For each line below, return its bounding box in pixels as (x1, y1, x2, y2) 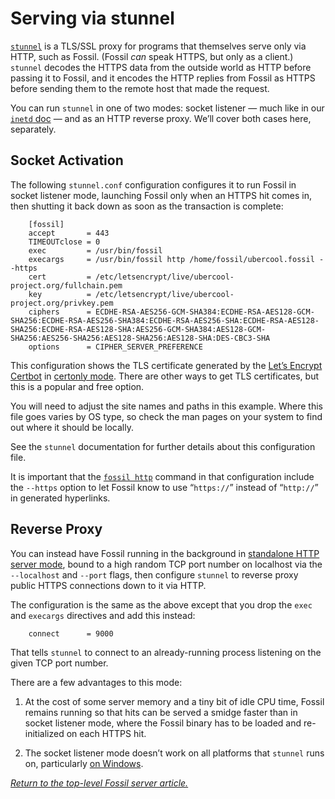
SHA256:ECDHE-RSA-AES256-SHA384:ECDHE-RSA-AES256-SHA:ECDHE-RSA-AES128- (10, 315, 320, 326)
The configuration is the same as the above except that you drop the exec (10, 598, 313, 611)
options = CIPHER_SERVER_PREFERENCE (28, 342, 203, 352)
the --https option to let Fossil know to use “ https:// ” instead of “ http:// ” (10, 481, 319, 493)
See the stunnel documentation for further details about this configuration (10, 440, 316, 452)
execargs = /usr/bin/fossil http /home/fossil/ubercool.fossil (28, 254, 315, 264)
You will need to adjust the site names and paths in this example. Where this (10, 400, 323, 412)
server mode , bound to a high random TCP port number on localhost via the (10, 558, 323, 570)
